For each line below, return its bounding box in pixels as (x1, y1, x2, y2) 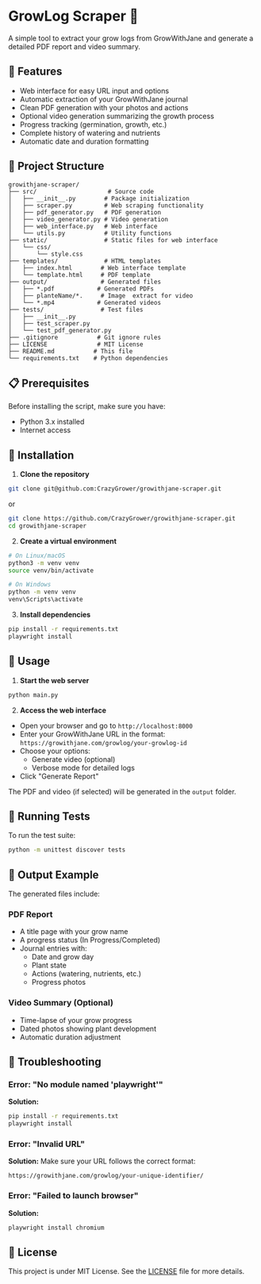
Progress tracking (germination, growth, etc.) (19, 119, 167, 129)
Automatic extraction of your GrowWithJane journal (19, 94, 189, 104)
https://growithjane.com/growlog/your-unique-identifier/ (8, 1172, 204, 1180)
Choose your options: (19, 746, 91, 755)
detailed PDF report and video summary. (8, 41, 140, 51)
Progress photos (31, 978, 86, 987)
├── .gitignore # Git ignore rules (8, 333, 161, 341)
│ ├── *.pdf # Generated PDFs (8, 285, 155, 293)
